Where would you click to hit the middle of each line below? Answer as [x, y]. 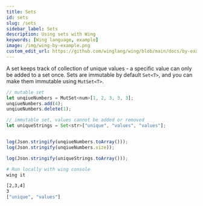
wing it [16, 175]
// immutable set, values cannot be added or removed [76, 120]
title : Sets [21, 12]
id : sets [17, 18]
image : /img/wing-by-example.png [48, 46]
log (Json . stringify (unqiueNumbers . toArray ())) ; [67, 142]
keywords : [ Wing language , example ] [52, 40]
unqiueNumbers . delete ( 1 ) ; [39, 109]
